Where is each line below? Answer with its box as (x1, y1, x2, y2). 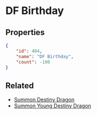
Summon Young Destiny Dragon (13, 102, 92, 109)
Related (5, 81, 34, 90)
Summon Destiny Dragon (13, 96, 75, 103)
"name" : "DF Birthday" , (16, 54, 74, 60)
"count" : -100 (16, 59, 50, 65)
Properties (5, 27, 45, 37)
